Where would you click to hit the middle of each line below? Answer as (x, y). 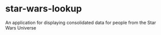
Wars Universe (21, 27)
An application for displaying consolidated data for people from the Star (81, 22)
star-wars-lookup (44, 9)
